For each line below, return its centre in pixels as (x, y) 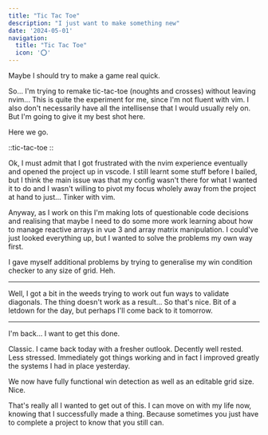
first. (16, 246)
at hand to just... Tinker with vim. (62, 197)
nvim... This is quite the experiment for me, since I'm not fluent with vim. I (129, 100)
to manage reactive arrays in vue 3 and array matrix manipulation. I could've (134, 229)
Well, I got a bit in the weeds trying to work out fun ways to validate (119, 293)
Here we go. (29, 132)
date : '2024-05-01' (41, 30)
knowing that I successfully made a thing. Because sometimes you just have (134, 414)
